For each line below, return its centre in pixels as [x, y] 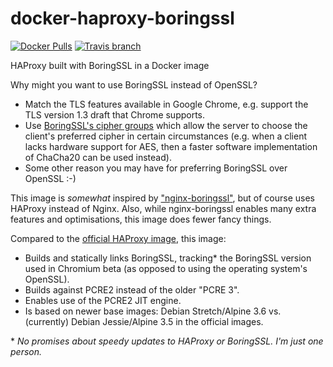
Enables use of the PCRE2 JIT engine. [103, 300]
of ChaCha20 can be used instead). [98, 157]
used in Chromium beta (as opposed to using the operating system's [166, 268]
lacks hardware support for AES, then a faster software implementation [171, 146]
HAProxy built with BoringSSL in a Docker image [110, 65]
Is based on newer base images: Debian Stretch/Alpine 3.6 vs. [153, 311]
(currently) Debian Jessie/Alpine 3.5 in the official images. [144, 321]
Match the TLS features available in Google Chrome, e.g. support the [166, 104]
